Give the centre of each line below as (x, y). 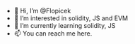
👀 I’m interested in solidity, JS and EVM (71, 18)
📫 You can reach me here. (53, 34)
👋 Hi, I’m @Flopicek (42, 11)
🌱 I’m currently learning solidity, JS (65, 25)
